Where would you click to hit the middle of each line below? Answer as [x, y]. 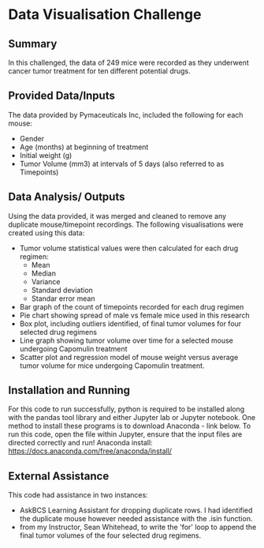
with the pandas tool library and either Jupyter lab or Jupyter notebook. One [132, 418]
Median [44, 273]
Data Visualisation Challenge [105, 15]
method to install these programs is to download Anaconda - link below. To [130, 426]
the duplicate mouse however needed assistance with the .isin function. [136, 519]
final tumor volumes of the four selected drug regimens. [110, 535]
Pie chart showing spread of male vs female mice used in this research [134, 315]
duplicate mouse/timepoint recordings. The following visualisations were [126, 224]
